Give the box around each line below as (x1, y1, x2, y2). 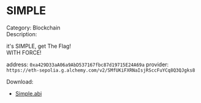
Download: (6, 78, 34, 85)
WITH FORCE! (6, 48, 42, 56)
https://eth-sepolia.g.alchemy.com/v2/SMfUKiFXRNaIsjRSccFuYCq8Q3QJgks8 (6, 67, 196, 74)
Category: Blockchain (6, 24, 61, 31)
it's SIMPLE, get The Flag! (6, 42, 71, 50)
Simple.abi (15, 90, 42, 97)
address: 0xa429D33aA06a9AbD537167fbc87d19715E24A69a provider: (6, 61, 169, 68)
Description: (6, 30, 37, 37)
